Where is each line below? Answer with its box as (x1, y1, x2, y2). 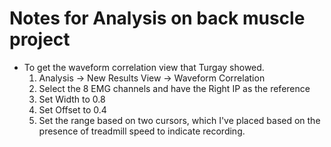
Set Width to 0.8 (38, 93, 106, 105)
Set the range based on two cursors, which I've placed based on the (38, 114, 321, 126)
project (9, 28, 71, 51)
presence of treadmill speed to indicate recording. (38, 125, 246, 137)
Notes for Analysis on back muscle (9, 7, 306, 30)
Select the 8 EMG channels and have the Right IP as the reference (38, 82, 311, 94)
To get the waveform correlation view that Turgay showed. (23, 61, 265, 73)
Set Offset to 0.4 (38, 103, 107, 116)
